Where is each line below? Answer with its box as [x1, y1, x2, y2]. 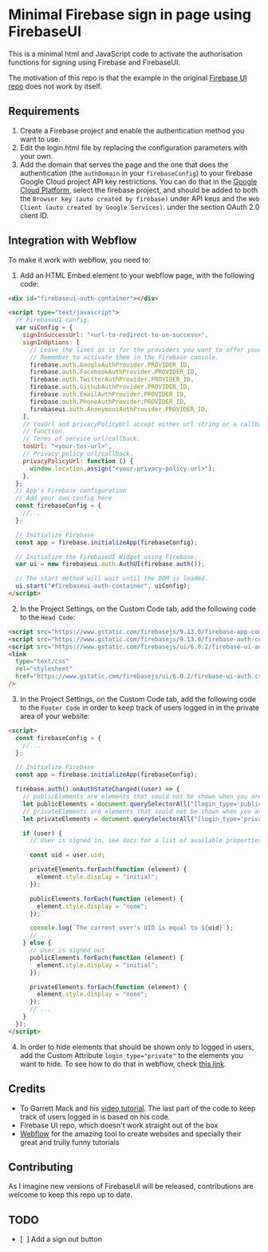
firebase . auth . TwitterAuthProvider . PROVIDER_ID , [29, 375, 195, 384]
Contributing [8, 1160, 73, 1174]
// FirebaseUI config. [15, 316, 91, 324]
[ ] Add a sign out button [19, 1234, 102, 1244]
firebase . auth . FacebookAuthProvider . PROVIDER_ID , [29, 368, 198, 376]
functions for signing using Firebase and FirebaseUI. [8, 57, 181, 67]
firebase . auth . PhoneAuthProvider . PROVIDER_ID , [29, 398, 187, 406]
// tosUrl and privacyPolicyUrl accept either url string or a [22, 420, 238, 428]
